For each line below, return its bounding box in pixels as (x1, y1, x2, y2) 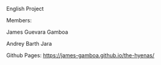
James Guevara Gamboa (6, 28, 69, 36)
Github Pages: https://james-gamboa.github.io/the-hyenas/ (6, 52, 155, 59)
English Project (6, 5, 44, 12)
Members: (6, 17, 32, 23)
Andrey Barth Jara (6, 40, 52, 47)
